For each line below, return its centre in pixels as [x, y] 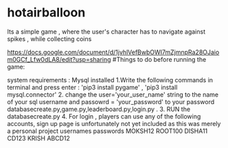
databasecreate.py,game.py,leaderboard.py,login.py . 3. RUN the [99, 109]
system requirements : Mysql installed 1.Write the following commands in [110, 79]
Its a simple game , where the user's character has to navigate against [106, 32]
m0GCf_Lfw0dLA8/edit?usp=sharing [59, 59]
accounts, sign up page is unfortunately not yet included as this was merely [114, 123]
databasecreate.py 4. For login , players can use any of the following [104, 116]
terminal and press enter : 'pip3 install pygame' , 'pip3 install [92, 87]
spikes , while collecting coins [49, 38]
